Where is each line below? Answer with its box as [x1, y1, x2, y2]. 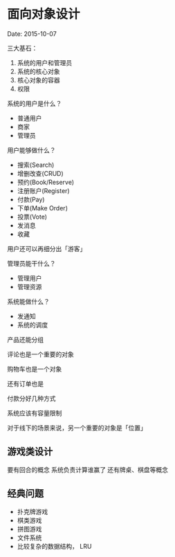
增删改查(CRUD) [17, 169, 64, 177]
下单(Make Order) [17, 203, 68, 212]
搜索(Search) [17, 161, 55, 169]
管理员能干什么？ [7, 259, 56, 267]
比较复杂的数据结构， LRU [17, 542, 92, 550]
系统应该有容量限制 [7, 409, 62, 417]
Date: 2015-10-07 [7, 29, 57, 38]
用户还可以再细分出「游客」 [7, 244, 86, 253]
